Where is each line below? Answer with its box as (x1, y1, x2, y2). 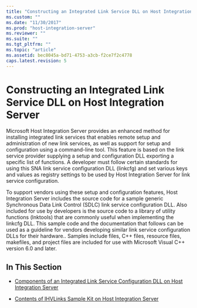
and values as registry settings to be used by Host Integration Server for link (6, 171, 191, 178)
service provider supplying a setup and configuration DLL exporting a (6, 152, 174, 159)
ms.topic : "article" (6, 47, 57, 53)
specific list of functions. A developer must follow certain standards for (6, 159, 178, 166)
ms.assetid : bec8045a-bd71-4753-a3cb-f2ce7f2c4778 (6, 52, 133, 58)
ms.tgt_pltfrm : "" (6, 42, 51, 48)
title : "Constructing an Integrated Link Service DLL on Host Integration (6, 8, 193, 15)
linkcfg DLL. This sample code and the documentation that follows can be (6, 220, 184, 227)
